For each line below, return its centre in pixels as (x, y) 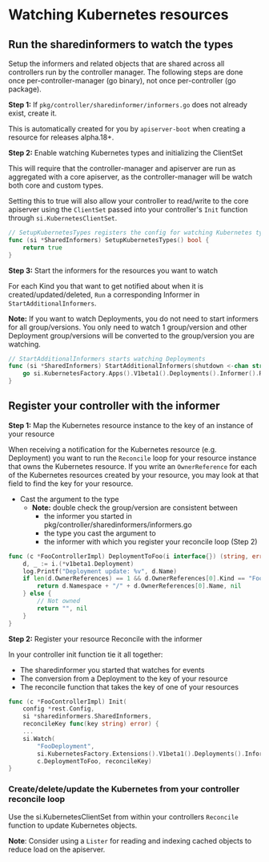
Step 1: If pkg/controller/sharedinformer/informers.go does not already (128, 105)
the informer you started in (88, 516)
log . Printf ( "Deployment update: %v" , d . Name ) (100, 571)
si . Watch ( (39, 739)
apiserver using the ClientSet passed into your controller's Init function (128, 209)
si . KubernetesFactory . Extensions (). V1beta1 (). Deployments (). (141, 754)
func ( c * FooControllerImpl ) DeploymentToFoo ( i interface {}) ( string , (128, 556)
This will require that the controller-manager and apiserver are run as (122, 168)
